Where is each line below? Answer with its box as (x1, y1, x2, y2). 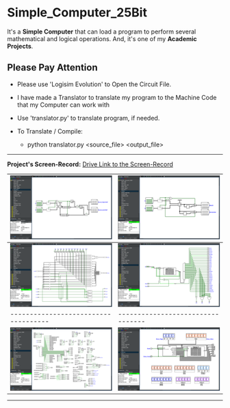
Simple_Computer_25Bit (7, 5, 147, 21)
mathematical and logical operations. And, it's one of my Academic (7, 34, 197, 42)
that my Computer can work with (16, 101, 110, 109)
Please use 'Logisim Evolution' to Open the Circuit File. (16, 80, 172, 88)
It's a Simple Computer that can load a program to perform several (7, 27, 196, 36)
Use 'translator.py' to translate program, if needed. (16, 114, 160, 122)
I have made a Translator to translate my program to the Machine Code (16, 93, 217, 101)
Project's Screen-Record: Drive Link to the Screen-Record (7, 160, 173, 168)
